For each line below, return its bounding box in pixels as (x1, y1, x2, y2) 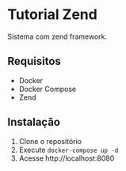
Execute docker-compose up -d (18, 145, 119, 154)
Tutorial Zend (7, 6, 98, 24)
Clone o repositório (18, 136, 82, 146)
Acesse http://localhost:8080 (18, 153, 115, 163)
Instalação (7, 116, 61, 129)
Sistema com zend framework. (7, 32, 108, 41)
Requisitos (7, 55, 61, 68)
